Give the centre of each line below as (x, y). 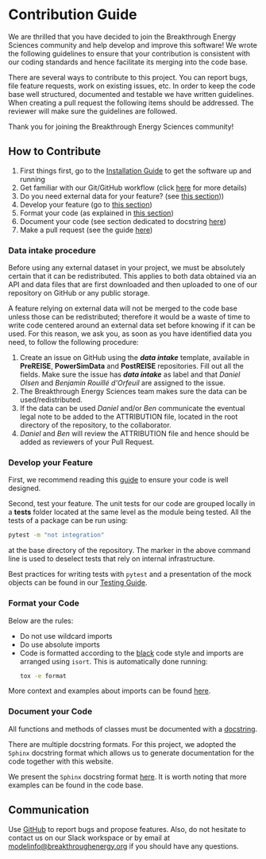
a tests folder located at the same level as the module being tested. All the (130, 512)
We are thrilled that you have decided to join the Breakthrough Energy (122, 37)
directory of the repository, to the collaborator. (96, 425)
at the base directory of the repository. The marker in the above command (129, 551)
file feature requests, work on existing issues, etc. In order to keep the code (132, 86)
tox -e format (43, 676)
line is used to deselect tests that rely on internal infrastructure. (112, 559)
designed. (25, 488)
